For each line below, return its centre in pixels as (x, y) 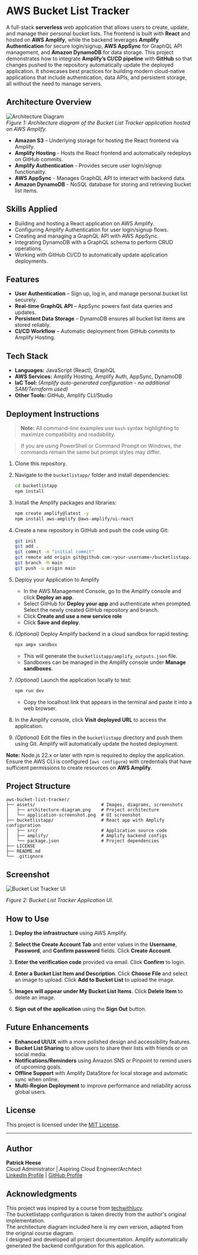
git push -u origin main (45, 568)
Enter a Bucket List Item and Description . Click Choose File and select (101, 973)
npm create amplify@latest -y (52, 513)
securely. (26, 300)
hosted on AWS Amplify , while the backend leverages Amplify (82, 40)
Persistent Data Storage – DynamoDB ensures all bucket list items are (100, 319)
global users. (30, 1092)
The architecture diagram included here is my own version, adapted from (95, 1227)
